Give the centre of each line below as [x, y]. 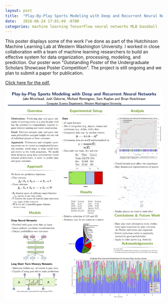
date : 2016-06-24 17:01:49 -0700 [42, 21]
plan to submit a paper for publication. [44, 73]
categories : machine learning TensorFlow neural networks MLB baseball [81, 26]
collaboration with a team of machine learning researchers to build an [77, 52]
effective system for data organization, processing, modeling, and [73, 57]
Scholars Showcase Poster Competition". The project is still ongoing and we [83, 68]
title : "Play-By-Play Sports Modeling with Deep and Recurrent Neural [81, 16]
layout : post [19, 10]
